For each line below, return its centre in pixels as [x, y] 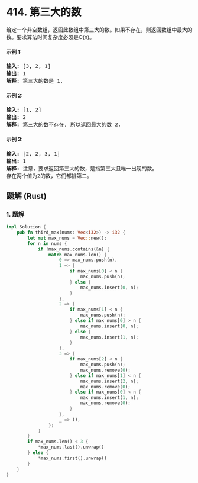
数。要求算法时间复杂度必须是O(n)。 [51, 37]
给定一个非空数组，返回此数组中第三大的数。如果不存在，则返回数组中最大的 [99, 30]
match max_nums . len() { [78, 255]
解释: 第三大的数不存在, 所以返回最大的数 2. [64, 125]
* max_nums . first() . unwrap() [72, 458]
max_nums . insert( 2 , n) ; [109, 381]
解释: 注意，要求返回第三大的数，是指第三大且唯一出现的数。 [82, 168]
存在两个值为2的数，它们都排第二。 [49, 176]
